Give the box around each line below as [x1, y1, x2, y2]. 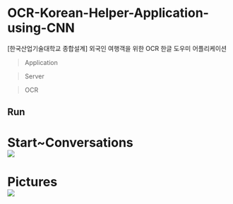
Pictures [7, 174, 58, 190]
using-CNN [7, 20, 76, 36]
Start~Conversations [7, 134, 133, 150]
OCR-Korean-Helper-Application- [7, 5, 210, 21]
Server [24, 72, 44, 80]
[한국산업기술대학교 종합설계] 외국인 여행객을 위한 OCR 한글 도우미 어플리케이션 [7, 44, 227, 52]
